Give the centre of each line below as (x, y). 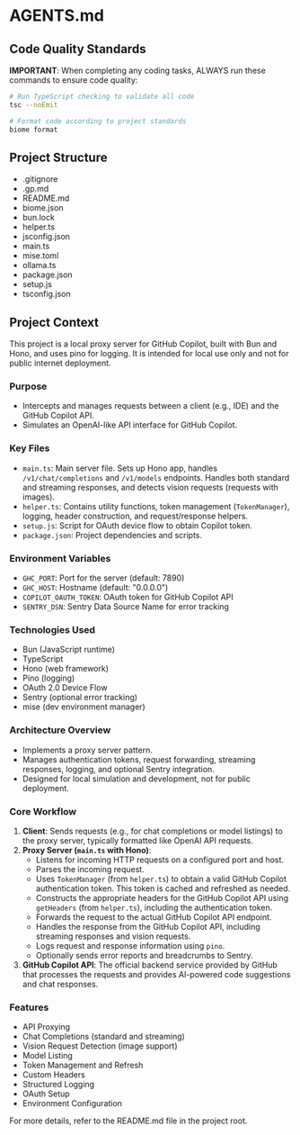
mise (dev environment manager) (84, 707)
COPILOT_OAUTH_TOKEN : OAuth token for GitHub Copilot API (128, 597)
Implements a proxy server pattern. (87, 750)
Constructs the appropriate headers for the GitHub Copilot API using (162, 897)
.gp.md (35, 189)
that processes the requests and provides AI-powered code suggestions (156, 974)
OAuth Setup (46, 1094)
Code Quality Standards (78, 49)
